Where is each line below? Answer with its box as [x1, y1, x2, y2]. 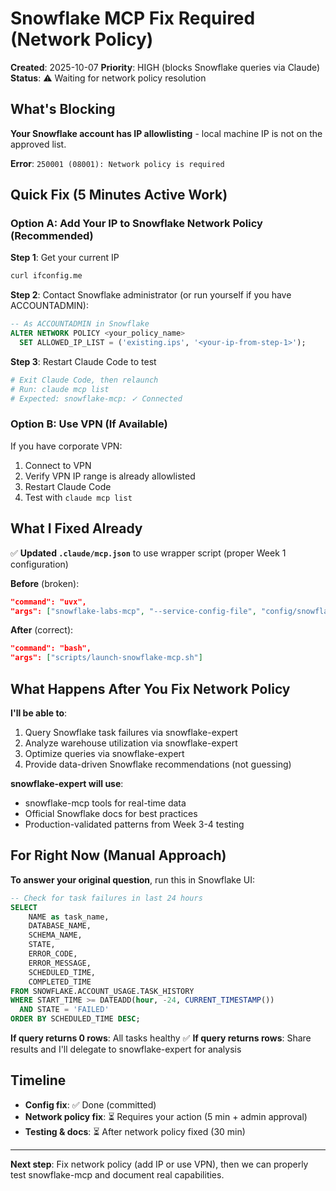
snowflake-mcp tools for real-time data [24, 797, 187, 809]
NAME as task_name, [28, 912, 110, 922]
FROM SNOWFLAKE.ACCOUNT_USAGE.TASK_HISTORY [10, 986, 195, 996]
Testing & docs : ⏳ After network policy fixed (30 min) [24, 1125, 246, 1137]
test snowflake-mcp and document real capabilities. [10, 1168, 225, 1181]
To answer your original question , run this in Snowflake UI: [10, 873, 255, 886]
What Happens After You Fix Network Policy [10, 680, 291, 697]
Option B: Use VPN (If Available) [10, 417, 168, 431]
